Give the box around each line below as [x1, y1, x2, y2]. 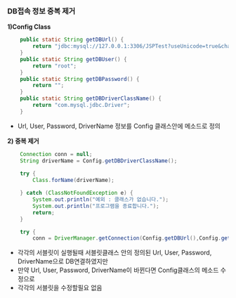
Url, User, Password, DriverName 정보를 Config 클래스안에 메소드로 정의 [17, 122, 221, 130]
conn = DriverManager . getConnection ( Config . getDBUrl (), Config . [32, 235, 221, 242]
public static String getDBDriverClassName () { [20, 95, 162, 103]
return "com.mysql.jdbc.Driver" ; [32, 102, 131, 109]
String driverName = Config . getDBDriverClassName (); [20, 157, 178, 164]
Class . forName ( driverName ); [32, 177, 114, 184]
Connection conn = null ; [20, 150, 93, 157]
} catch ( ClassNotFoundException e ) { [20, 190, 133, 197]
